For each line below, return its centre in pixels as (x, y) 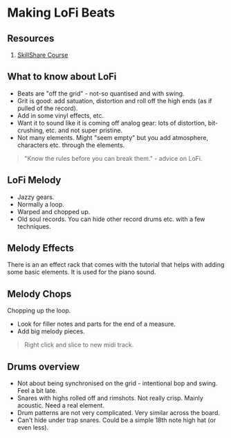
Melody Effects (41, 248)
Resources (31, 38)
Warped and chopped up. (54, 211)
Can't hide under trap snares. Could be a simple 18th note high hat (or (117, 420)
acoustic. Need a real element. (61, 405)
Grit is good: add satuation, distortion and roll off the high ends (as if (114, 100)
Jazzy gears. (36, 197)
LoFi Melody (34, 181)
